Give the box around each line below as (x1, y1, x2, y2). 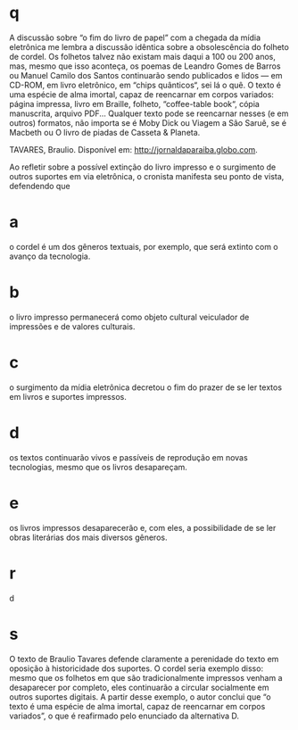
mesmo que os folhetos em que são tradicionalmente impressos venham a (9, 672, 283, 683)
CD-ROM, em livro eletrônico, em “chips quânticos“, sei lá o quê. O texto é (9, 79, 281, 90)
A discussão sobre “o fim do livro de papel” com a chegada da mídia (9, 32, 261, 43)
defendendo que (9, 180, 70, 191)
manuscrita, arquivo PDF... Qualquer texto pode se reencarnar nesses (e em (9, 108, 289, 119)
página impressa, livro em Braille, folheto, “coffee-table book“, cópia (9, 98, 261, 109)
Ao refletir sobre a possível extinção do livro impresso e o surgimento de (9, 162, 277, 172)
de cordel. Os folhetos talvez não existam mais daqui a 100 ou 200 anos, (9, 51, 277, 62)
